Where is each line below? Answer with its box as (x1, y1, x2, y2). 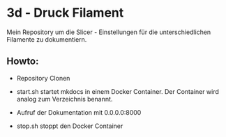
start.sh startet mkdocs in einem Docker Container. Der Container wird (16, 87, 219, 95)
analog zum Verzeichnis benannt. (16, 95, 113, 103)
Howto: (6, 56, 39, 67)
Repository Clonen (16, 74, 70, 82)
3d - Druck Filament (6, 5, 124, 21)
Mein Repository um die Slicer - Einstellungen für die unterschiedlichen (6, 28, 211, 36)
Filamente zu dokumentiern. (6, 35, 87, 43)
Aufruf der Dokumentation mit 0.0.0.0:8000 (16, 108, 142, 116)
